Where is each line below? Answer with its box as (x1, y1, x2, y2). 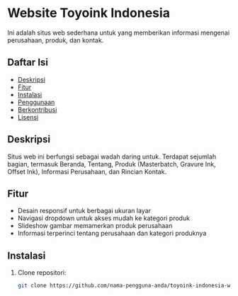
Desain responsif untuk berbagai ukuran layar (17, 207, 151, 215)
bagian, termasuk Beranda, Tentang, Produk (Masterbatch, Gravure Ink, (7, 159, 216, 168)
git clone (17, 282, 47, 290)
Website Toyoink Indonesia (7, 5, 170, 21)
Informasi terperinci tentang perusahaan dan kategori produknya (17, 229, 207, 238)
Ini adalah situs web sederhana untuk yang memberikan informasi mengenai (7, 28, 230, 37)
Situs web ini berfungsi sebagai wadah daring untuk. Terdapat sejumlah (7, 152, 217, 161)
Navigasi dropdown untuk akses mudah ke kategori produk (17, 214, 190, 222)
